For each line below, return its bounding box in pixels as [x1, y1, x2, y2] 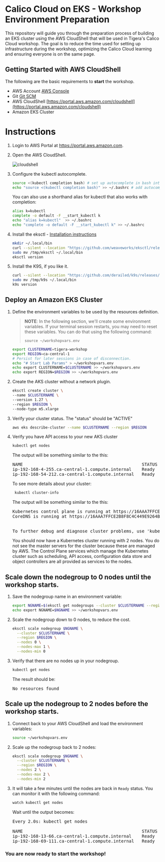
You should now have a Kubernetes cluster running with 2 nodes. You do [12, 538, 160, 544]
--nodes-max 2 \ [17, 772, 50, 777]
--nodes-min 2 [17, 776, 46, 781]
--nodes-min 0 [17, 649, 46, 654]
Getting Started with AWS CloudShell [5, 65, 121, 74]
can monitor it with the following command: [12, 791, 100, 797]
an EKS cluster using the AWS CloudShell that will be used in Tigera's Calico [5, 35, 160, 41]
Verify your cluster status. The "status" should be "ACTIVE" [12, 415, 133, 421]
